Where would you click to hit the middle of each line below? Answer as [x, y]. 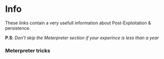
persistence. [18, 28]
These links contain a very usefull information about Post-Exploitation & [78, 23]
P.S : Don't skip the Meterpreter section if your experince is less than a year [82, 38]
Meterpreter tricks [28, 51]
